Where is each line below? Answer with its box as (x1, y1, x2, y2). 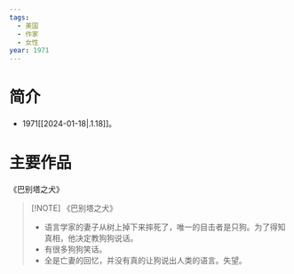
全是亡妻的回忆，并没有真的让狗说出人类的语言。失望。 (44, 255, 247, 265)
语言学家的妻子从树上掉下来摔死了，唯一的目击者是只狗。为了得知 (44, 222, 286, 232)
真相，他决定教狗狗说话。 (44, 233, 139, 243)
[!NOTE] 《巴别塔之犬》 (30, 203, 118, 214)
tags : (9, 12, 29, 22)
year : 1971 (9, 46, 50, 55)
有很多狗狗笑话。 (44, 244, 107, 254)
